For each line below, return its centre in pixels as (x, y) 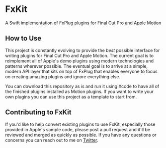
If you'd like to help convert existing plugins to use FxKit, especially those (80, 124)
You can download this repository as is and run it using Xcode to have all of (82, 86)
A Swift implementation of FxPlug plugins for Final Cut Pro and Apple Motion (83, 23)
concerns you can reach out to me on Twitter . (52, 140)
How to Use (23, 38)
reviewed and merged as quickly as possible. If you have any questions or (81, 135)
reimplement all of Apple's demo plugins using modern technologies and (80, 61)
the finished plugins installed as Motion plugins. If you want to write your (80, 91)
